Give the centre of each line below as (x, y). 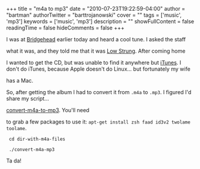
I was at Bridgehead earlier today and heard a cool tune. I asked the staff (96, 39)
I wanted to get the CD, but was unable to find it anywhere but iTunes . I (94, 63)
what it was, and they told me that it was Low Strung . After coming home (96, 51)
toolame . (16, 128)
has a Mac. (20, 81)
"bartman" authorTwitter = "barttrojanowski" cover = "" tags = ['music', (94, 15)
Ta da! (14, 161)
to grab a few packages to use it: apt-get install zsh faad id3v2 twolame (98, 122)
